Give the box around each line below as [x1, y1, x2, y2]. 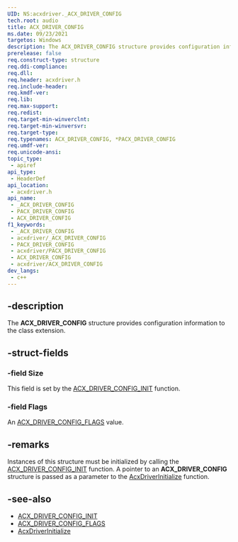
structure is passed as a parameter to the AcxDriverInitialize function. [7, 473, 210, 481]
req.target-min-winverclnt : [7, 115, 91, 123]
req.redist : [7, 109, 42, 116]
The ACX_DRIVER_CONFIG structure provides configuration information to [7, 319, 225, 327]
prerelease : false [7, 50, 62, 57]
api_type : [7, 168, 37, 176]
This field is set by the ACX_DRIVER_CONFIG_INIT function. [7, 384, 181, 393]
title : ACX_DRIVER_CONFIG [7, 23, 84, 30]
